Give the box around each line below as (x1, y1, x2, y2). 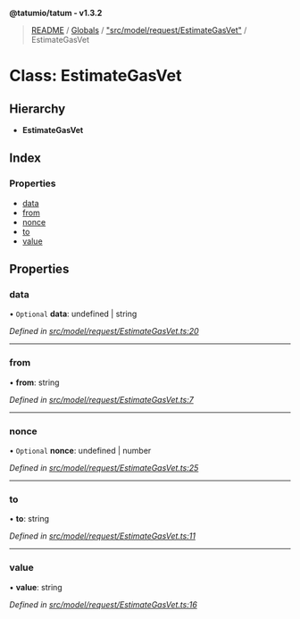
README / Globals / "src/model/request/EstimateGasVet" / (30, 25, 247, 35)
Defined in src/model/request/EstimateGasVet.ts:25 (9, 462, 199, 473)
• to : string (9, 514, 49, 524)
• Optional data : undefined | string (9, 308, 137, 320)
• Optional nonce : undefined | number (9, 445, 152, 456)
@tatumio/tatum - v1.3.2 (9, 8, 103, 18)
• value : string (9, 581, 62, 592)
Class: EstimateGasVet (9, 66, 182, 86)
